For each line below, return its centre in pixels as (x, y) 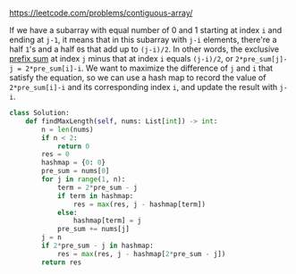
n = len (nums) (68, 129)
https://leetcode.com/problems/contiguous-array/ (101, 13)
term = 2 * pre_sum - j (97, 187)
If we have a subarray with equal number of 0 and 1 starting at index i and (146, 30)
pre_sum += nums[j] (93, 229)
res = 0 (55, 154)
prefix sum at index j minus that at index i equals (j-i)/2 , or (122, 58)
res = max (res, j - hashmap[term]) (139, 204)
